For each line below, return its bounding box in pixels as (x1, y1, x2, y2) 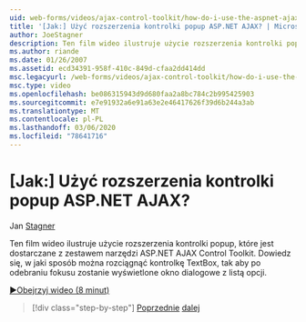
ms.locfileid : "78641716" (9, 132, 107, 141)
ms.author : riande (9, 47, 79, 56)
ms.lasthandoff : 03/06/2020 (9, 124, 117, 133)
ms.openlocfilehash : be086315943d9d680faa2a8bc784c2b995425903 (9, 89, 255, 98)
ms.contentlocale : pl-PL (9, 115, 104, 124)
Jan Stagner (9, 220, 56, 231)
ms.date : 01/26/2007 (9, 55, 88, 65)
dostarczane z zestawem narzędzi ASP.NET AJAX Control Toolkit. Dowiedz (9, 247, 291, 258)
